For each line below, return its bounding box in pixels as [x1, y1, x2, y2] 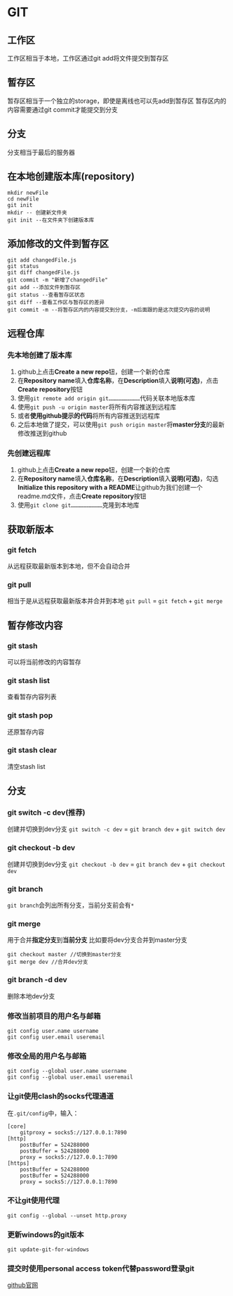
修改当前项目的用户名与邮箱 [7, 1011, 101, 1021]
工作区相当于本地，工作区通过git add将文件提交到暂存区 [7, 54, 169, 62]
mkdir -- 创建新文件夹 [7, 209, 67, 217]
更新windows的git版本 [7, 1229, 84, 1239]
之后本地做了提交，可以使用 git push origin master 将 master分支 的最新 [17, 420, 225, 428]
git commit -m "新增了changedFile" [7, 277, 108, 284]
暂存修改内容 [7, 619, 63, 631]
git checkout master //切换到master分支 [7, 951, 121, 958]
